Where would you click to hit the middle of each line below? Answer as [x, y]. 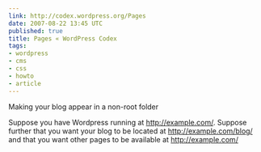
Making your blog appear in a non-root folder [84, 107]
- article [25, 83]
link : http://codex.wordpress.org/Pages [78, 16]
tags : [17, 46]
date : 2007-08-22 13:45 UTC [56, 23]
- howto [21, 76]
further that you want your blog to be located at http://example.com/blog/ [130, 131]
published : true [36, 31]
